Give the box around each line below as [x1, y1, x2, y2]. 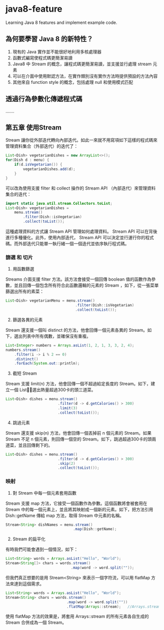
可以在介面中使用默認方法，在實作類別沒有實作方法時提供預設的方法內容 [12, 73, 158, 79]
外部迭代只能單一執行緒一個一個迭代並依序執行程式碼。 [18, 241, 129, 247]
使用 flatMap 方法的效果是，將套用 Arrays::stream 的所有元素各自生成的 [5, 613, 149, 619]
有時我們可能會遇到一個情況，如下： [5, 547, 78, 553]
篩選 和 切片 [5, 254, 33, 261]
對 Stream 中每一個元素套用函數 [12, 490, 77, 496]
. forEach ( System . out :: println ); [14, 361, 80, 366]
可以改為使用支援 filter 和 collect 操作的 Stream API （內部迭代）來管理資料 [5, 185, 156, 191]
